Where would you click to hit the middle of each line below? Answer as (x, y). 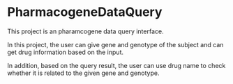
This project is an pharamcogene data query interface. (85, 31)
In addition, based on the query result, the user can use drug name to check (116, 65)
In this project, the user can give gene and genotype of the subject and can (115, 44)
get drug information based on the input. (66, 52)
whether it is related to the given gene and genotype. (83, 73)
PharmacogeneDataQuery (85, 12)
